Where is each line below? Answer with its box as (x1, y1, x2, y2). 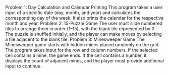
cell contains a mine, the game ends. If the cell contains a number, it (5, 52, 147, 58)
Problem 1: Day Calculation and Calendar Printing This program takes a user (5, 5, 163, 10)
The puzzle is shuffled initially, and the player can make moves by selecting (5, 31, 162, 37)
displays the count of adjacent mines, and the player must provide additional (5, 58, 164, 63)
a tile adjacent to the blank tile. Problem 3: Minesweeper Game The (5, 36, 145, 42)
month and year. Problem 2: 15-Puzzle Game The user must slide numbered (5, 20, 163, 26)
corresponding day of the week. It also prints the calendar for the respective (5, 15, 164, 21)
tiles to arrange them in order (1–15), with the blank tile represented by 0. (5, 26, 156, 32)
